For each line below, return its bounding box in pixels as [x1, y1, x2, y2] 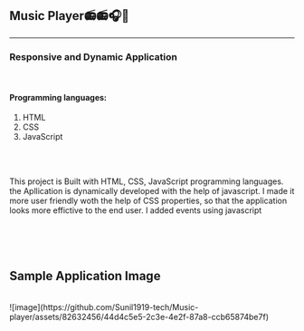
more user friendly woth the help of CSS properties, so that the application [9, 195, 288, 207]
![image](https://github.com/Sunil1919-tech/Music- [9, 302, 199, 313]
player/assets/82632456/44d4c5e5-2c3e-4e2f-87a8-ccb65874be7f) [9, 312, 270, 323]
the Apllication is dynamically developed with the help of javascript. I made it [9, 186, 295, 197]
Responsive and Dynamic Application [9, 50, 178, 63]
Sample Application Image [9, 268, 161, 284]
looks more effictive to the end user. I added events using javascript [9, 205, 262, 216]
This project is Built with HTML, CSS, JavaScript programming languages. [9, 176, 284, 187]
